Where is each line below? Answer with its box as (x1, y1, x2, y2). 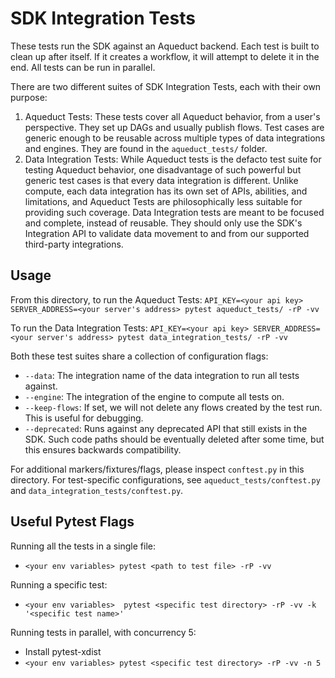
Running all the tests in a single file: (10, 540, 157, 552)
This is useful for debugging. (24, 412, 144, 424)
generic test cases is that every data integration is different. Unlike (24, 174, 299, 186)
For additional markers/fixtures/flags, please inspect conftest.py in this (10, 463, 305, 475)
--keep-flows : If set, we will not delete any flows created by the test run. (24, 401, 323, 413)
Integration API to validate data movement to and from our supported (24, 227, 310, 239)
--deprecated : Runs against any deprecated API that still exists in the (24, 422, 308, 434)
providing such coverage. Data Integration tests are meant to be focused (24, 206, 325, 218)
